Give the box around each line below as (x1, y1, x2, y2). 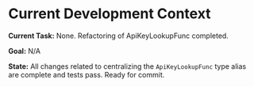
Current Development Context (8, 5, 212, 23)
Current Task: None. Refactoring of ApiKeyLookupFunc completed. (8, 31, 229, 40)
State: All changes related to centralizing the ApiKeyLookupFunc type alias (8, 61, 247, 71)
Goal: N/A (8, 46, 41, 55)
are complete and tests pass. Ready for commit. (8, 70, 165, 79)
